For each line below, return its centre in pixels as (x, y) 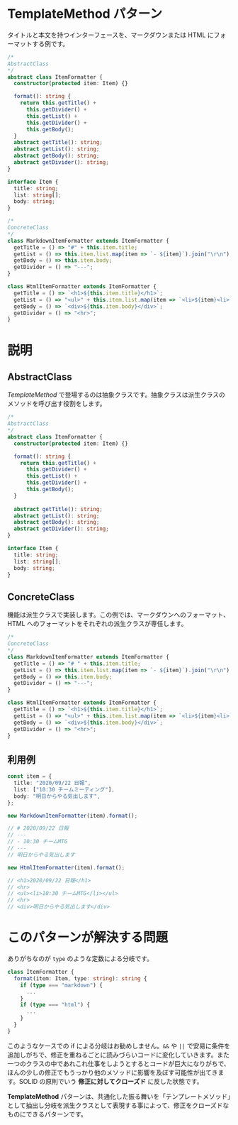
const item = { (30, 776)
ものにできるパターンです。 (47, 1114)
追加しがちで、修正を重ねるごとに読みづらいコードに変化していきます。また (119, 1055)
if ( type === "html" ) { (55, 1005)
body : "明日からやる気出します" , (57, 796)
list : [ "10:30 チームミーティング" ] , (64, 789)
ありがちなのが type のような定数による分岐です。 (80, 959)
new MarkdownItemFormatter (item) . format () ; (73, 816)
